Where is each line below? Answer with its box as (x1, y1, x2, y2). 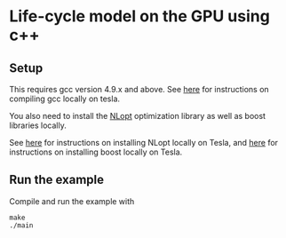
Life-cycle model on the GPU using (9, 6, 271, 27)
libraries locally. (9, 120, 67, 131)
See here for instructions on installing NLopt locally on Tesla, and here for (9, 138, 278, 147)
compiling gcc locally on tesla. (9, 93, 121, 104)
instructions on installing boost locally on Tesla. (9, 147, 183, 157)
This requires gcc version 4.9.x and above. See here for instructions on (9, 84, 269, 94)
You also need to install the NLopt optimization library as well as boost (9, 111, 266, 121)
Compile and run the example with (9, 195, 135, 206)
